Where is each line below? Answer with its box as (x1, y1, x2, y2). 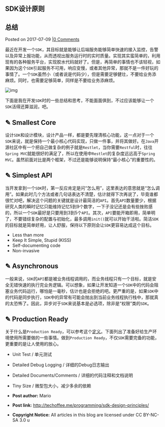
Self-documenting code (12, 242, 61, 248)
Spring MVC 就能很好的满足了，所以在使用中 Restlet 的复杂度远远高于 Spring (5, 151, 155, 156)
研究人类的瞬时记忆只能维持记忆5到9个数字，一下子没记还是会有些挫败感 (5, 203, 153, 209)
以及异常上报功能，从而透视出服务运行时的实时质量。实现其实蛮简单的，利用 (5, 53, 161, 59)
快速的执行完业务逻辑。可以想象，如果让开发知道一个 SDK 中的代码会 (18, 282, 154, 288)
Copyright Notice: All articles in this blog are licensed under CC (12, 412, 142, 418)
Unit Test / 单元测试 (12, 351, 52, 357)
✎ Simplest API (5, 171, 53, 180)
